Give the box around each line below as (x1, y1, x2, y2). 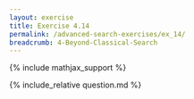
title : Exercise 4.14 (9, 21, 90, 30)
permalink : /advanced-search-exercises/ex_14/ (9, 29, 186, 38)
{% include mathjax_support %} (9, 62, 127, 73)
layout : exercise (9, 12, 74, 22)
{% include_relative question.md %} (9, 79, 142, 90)
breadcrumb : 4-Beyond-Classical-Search (9, 37, 158, 47)
